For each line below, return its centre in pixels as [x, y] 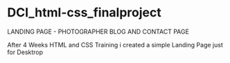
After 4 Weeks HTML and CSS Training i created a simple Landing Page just [115, 45]
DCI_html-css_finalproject [84, 13]
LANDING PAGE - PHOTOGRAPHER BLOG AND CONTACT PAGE [98, 32]
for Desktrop [25, 52]
